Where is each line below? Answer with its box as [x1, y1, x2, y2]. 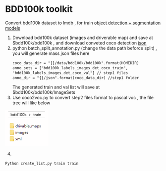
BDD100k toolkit [5, 3, 73, 15]
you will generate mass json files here [12, 50, 90, 56]
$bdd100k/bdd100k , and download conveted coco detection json [12, 40, 147, 45]
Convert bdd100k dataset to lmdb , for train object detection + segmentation [5, 20, 161, 26]
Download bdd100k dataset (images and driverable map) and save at [12, 35, 153, 41]
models [5, 25, 21, 31]
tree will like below [12, 100, 51, 106]
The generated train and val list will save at [12, 84, 100, 90]
